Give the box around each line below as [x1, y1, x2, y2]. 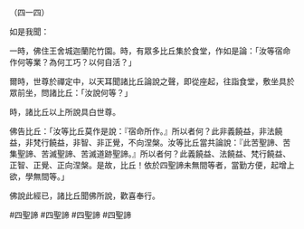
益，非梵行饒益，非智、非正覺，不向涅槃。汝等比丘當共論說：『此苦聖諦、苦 [9, 138, 291, 148]
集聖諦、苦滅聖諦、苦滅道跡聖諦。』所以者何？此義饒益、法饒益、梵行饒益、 [9, 148, 291, 159]
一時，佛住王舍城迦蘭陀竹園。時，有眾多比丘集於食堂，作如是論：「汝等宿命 [9, 45, 291, 56]
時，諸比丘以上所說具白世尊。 [9, 107, 120, 117]
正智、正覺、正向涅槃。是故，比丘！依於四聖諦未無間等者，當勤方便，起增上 [9, 160, 295, 170]
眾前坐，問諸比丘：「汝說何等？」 [9, 88, 133, 98]
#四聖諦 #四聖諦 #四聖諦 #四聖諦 [9, 210, 132, 220]
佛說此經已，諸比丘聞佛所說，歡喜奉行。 [9, 190, 160, 201]
